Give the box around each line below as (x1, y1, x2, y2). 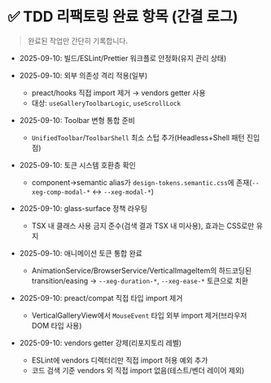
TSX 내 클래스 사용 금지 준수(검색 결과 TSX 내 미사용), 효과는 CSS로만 (31, 221, 255, 231)
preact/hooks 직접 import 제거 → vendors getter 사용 (31, 87, 206, 98)
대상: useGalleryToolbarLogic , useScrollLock (31, 98, 181, 108)
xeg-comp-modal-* (31, 188, 91, 196)
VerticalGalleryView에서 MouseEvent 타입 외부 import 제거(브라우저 (31, 310, 247, 320)
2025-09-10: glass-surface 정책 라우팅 (19, 203, 148, 213)
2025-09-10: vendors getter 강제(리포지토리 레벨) (19, 337, 182, 347)
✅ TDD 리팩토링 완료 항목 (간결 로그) (7, 7, 238, 26)
